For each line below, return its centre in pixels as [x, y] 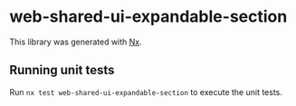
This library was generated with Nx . [76, 42]
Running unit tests [62, 70]
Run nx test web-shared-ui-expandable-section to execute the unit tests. [146, 92]
